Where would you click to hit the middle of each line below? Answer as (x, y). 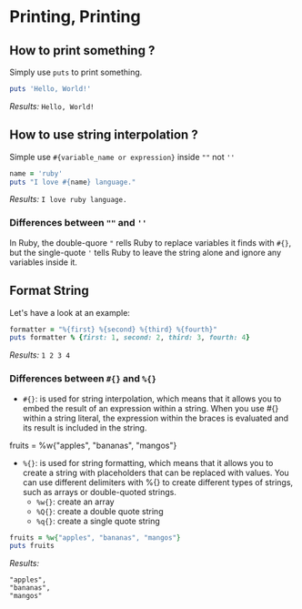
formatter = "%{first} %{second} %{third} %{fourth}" (114, 330)
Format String (49, 291)
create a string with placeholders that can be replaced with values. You (156, 472)
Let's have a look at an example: (70, 312)
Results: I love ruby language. (68, 199)
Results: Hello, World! (52, 106)
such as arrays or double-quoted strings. (100, 492)
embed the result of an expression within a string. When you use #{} (151, 408)
